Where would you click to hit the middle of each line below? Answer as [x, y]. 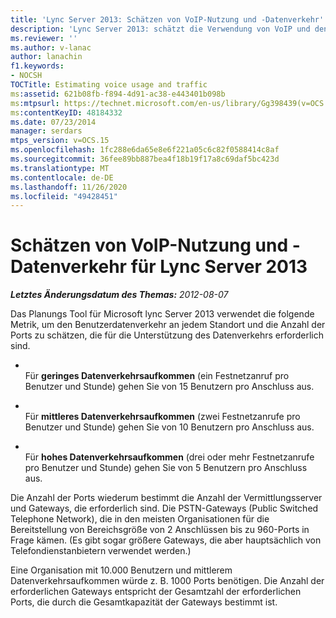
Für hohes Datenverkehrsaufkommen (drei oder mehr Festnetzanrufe [169, 457]
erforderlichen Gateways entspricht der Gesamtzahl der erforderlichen [156, 592]
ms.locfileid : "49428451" [64, 196]
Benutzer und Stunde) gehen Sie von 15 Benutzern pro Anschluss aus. [169, 387]
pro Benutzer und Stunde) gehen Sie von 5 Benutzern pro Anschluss [166, 468]
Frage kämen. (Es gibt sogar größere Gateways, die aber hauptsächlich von [166, 540]
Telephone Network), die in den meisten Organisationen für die [140, 519]
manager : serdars [46, 131]
